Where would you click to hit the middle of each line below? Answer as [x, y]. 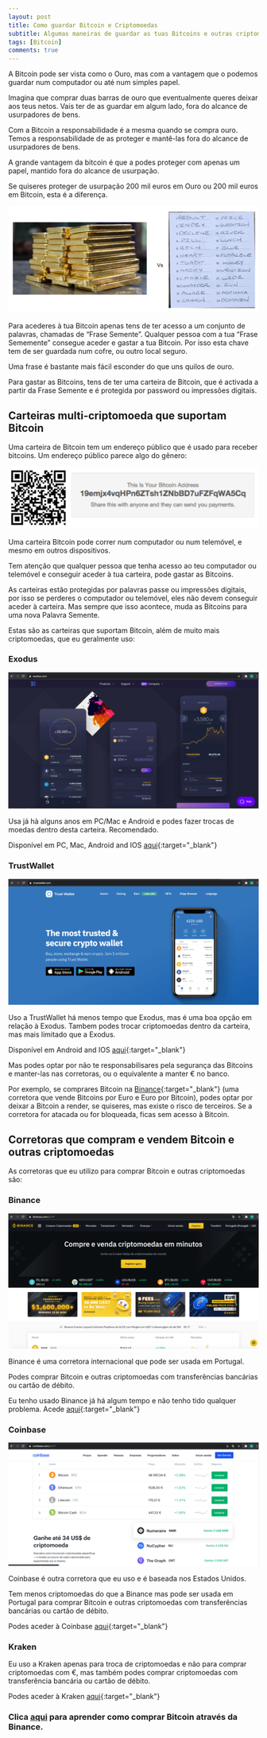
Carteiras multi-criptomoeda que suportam [118, 415]
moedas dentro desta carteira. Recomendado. [83, 830]
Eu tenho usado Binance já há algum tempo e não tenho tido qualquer [122, 1400]
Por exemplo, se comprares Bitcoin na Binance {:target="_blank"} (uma [124, 1089]
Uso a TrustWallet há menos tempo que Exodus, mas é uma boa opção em [130, 1018]
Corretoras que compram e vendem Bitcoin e [121, 1140]
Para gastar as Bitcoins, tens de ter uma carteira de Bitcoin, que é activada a [133, 382]
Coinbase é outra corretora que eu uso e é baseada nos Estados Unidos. [127, 1579]
